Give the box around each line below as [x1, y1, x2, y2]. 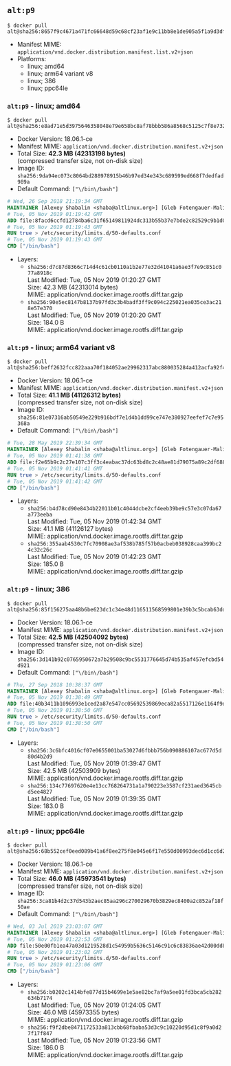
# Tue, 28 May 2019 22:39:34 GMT [7, 439, 103, 446]
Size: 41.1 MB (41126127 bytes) [27, 525, 113, 533]
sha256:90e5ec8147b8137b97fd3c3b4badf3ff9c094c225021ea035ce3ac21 [27, 299, 222, 306]
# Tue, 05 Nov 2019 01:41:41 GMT [7, 465, 103, 472]
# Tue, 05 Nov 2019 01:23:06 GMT [7, 961, 103, 968]
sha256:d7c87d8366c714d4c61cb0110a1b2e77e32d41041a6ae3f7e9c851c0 [27, 264, 222, 271]
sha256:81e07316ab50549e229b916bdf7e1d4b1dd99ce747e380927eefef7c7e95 [16, 414, 224, 422]
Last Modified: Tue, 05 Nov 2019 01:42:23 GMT [27, 553, 162, 561]
